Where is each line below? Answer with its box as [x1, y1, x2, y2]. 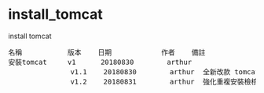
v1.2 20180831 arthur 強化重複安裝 [70, 77, 245, 86]
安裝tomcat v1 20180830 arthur [8, 57, 192, 66]
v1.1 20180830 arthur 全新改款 [70, 67, 231, 76]
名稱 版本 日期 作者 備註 [8, 48, 206, 56]
